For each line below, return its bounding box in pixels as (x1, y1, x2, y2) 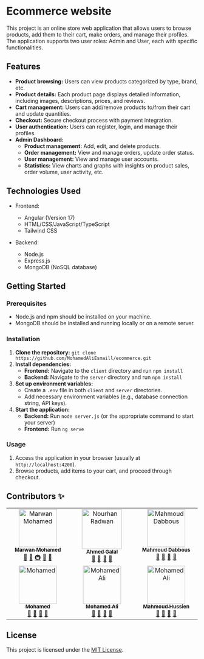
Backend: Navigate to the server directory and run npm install (24, 373, 183, 381)
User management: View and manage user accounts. (24, 155, 159, 163)
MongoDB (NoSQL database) (24, 263, 97, 270)
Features (6, 62, 41, 72)
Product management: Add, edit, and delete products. (24, 142, 161, 150)
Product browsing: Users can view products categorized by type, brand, (15, 77, 198, 85)
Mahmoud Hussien (143, 603, 190, 610)
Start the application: (15, 406, 70, 413)
